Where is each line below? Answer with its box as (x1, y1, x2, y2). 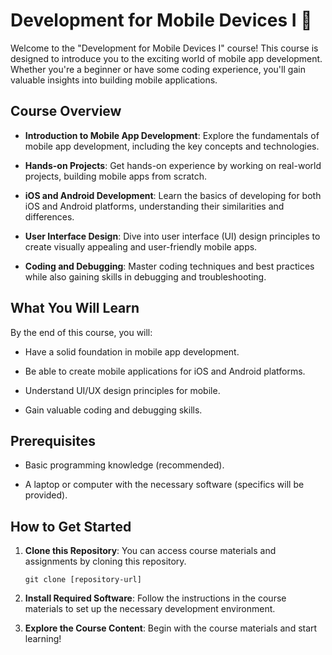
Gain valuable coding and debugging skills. (24, 404, 203, 416)
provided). (24, 489, 68, 501)
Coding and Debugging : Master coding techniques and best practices (24, 260, 315, 272)
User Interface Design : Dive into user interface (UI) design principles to (24, 230, 321, 242)
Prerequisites (10, 432, 96, 449)
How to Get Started (10, 518, 132, 535)
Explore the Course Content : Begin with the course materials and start (24, 622, 318, 634)
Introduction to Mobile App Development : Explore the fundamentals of (24, 129, 320, 141)
